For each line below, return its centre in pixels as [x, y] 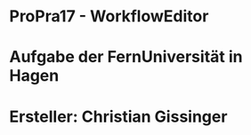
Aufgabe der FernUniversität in [126, 57]
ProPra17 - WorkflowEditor [109, 16]
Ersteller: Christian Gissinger [118, 116]
